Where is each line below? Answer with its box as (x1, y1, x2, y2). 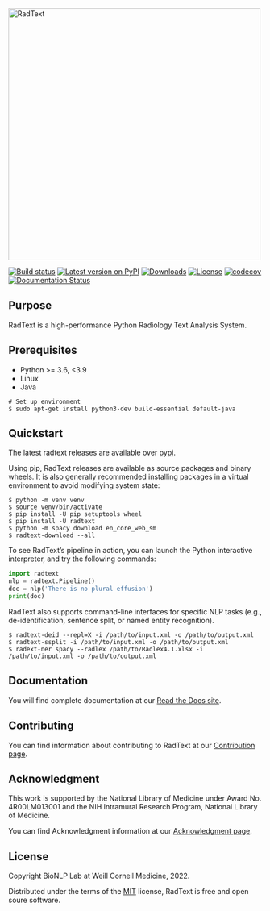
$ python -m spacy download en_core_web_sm (8, 524, 157, 533)
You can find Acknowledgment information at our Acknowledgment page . (8, 826, 252, 836)
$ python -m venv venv (8, 496, 85, 505)
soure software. (8, 895, 61, 905)
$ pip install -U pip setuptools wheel (8, 510, 143, 518)
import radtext (8, 570, 60, 578)
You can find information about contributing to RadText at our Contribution (8, 740, 255, 750)
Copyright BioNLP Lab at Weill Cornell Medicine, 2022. (8, 871, 190, 881)
